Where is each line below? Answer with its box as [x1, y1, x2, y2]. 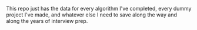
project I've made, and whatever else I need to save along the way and [6, 11, 178, 18]
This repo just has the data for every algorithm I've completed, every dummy [6, 5, 192, 12]
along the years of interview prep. [6, 18, 88, 24]
